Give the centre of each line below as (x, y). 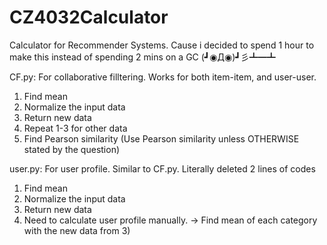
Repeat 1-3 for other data (75, 128)
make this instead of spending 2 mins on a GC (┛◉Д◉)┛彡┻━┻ (142, 57)
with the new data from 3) (77, 230)
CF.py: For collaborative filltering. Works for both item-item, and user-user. (163, 77)
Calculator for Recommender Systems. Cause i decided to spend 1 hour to (162, 45)
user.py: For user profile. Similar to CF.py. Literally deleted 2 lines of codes (162, 168)
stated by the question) (72, 149)
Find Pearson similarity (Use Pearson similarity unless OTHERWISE (161, 138)
